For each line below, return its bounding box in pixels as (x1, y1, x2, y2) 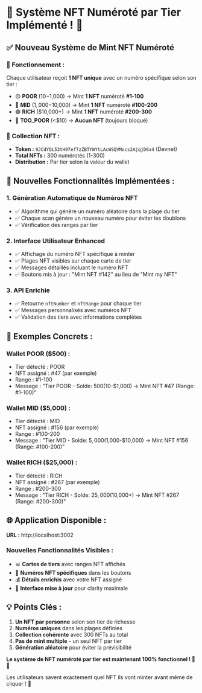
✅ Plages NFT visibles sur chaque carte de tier (14, 257, 131, 264)
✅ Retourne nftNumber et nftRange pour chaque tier (14, 300, 142, 307)
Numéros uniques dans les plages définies (14, 624, 122, 631)
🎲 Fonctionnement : (6, 60, 65, 69)
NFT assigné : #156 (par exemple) (14, 424, 99, 431)
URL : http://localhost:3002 (6, 531, 74, 538)
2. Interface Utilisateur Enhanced (6, 237, 106, 245)
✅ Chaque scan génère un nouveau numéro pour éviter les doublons (14, 214, 186, 222)
